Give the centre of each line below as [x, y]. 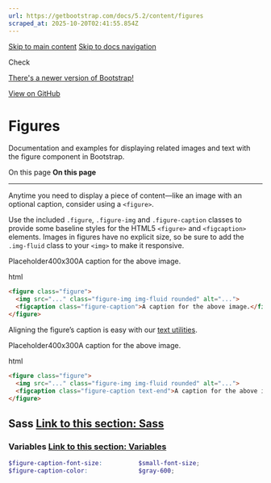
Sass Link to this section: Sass [86, 424]
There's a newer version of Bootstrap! [71, 78]
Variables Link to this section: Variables [88, 447]
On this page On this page [52, 172]
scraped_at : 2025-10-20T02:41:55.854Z [73, 23]
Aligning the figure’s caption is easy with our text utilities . [103, 330]
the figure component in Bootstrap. [67, 157]
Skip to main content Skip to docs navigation [83, 46]
